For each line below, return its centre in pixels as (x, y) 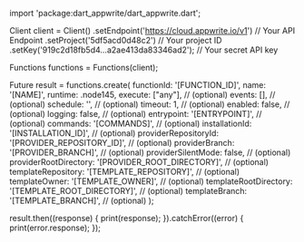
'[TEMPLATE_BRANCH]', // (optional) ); (82, 200)
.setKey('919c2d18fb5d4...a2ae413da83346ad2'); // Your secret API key (144, 50)
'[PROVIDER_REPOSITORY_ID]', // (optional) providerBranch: (122, 143)
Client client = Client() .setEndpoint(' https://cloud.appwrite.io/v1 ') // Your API (152, 30)
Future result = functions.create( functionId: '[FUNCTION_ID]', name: (137, 85)
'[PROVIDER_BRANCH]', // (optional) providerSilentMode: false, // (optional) (150, 152)
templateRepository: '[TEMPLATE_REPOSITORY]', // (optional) (125, 172)
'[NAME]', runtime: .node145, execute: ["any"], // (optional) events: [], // (142, 95)
